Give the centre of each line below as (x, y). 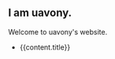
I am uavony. (40, 13)
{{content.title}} (45, 47)
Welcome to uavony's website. (58, 31)
